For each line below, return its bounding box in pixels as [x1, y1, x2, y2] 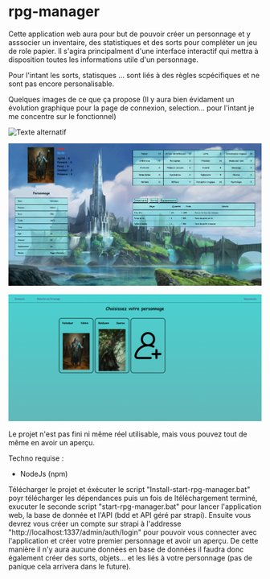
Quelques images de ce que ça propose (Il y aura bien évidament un [8, 94, 235, 104]
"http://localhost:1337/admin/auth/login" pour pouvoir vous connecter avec [8, 527, 257, 537]
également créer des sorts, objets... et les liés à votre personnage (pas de [8, 553, 253, 563]
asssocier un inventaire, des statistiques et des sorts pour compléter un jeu [8, 37, 258, 47]
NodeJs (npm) [19, 469, 68, 479]
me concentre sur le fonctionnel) [8, 111, 117, 121]
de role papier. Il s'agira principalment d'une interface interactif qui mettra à [8, 46, 259, 56]
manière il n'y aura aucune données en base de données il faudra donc [8, 544, 244, 554]
